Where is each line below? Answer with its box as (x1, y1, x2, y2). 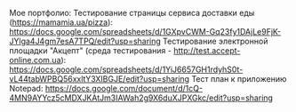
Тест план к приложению (190, 74, 287, 84)
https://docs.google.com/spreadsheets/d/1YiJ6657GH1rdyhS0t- (9, 64, 244, 75)
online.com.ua (9, 55, 61, 65)
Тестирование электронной (163, 36, 268, 46)
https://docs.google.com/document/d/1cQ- (44, 84, 203, 93)
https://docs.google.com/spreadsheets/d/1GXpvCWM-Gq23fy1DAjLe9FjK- (9, 27, 282, 36)
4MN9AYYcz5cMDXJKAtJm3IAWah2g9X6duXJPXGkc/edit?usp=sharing (9, 92, 274, 103)
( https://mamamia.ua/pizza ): (9, 17, 114, 28)
